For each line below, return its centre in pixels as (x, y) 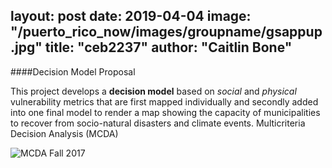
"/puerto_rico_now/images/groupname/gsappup (166, 32)
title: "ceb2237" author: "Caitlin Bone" (168, 47)
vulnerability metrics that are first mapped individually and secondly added (164, 101)
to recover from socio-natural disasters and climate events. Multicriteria (158, 123)
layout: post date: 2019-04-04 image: (131, 16)
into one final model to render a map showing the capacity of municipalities (165, 112)
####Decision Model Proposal (73, 71)
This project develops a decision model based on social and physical (153, 91)
